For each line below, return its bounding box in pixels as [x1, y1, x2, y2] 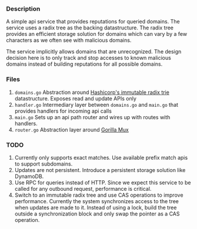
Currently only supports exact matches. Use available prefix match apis [14, 154, 188, 161]
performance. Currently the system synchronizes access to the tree [14, 197, 179, 204]
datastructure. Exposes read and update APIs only [14, 95, 137, 102]
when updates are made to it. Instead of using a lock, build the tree [14, 204, 177, 211]
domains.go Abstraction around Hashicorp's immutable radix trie [14, 89, 169, 96]
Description [6, 5, 41, 13]
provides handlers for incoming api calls [14, 107, 112, 114]
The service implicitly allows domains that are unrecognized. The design [6, 48, 182, 55]
